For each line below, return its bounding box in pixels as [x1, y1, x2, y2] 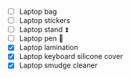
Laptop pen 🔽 [18, 33, 64, 43]
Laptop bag [18, 7, 58, 16]
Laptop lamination [18, 43, 79, 53]
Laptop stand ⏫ [18, 25, 69, 34]
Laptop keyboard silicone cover [18, 52, 123, 61]
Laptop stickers [18, 16, 71, 25]
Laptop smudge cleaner [18, 60, 97, 70]
